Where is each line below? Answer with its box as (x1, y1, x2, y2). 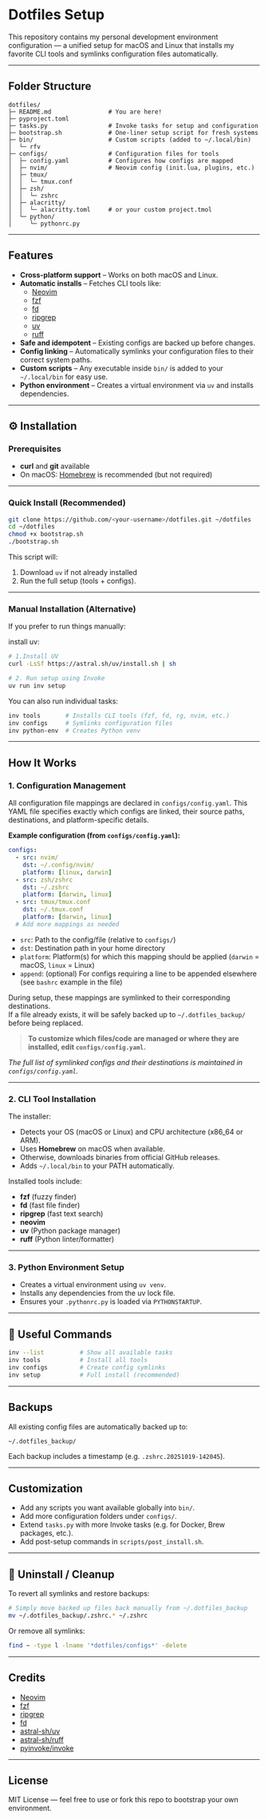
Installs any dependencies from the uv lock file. (19, 1288, 175, 1298)
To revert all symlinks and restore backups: (8, 1589, 150, 1599)
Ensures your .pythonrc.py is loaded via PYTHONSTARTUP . (19, 1297, 202, 1306)
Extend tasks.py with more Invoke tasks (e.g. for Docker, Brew (19, 1520, 226, 1530)
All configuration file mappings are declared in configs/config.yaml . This (8, 799, 248, 808)
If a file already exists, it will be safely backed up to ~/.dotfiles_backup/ (8, 1009, 246, 1019)
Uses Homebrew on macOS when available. (19, 1144, 166, 1154)
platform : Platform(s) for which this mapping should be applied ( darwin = (19, 952, 260, 961)
